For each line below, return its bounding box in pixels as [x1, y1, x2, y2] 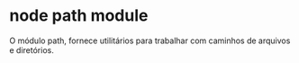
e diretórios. [9, 44, 54, 55]
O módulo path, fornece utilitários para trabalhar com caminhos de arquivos [9, 35, 291, 46]
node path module [9, 5, 149, 26]
